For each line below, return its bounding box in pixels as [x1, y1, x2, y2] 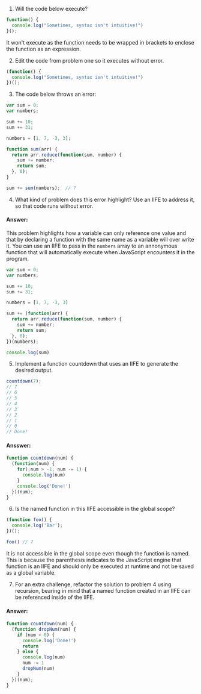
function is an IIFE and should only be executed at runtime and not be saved [6, 563, 194, 570]
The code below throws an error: [14, 90, 97, 98]
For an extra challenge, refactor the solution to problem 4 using [14, 581, 172, 588]
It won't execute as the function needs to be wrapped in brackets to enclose [6, 39, 195, 46]
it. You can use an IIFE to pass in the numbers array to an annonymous [6, 242, 178, 249]
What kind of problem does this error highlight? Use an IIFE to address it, [14, 196, 195, 203]
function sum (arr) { [6, 146, 58, 152]
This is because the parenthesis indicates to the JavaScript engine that [6, 556, 182, 563]
